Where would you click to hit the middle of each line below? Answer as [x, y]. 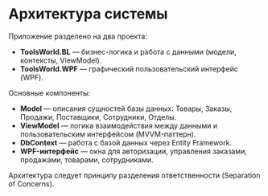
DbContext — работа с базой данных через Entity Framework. [126, 142]
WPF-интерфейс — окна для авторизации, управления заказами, [134, 151]
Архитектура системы [88, 14]
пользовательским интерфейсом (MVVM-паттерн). [108, 134]
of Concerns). [31, 184]
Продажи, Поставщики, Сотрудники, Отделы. [98, 116]
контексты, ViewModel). [61, 60]
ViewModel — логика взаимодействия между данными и [119, 125]
